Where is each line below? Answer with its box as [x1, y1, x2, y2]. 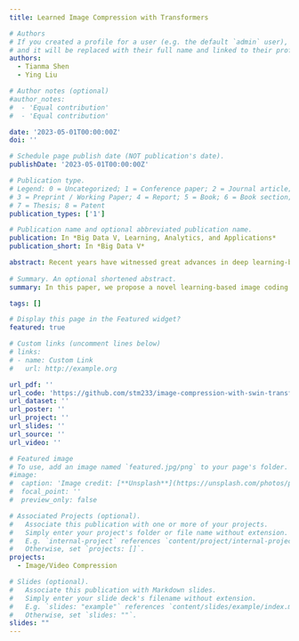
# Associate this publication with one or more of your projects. [9, 520, 269, 529]
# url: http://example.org [9, 364, 117, 373]
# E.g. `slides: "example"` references [9, 602, 166, 611]
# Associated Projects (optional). [9, 511, 141, 521]
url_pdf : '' [9, 380, 53, 389]
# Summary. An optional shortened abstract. [9, 274, 177, 283]
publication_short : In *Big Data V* [9, 242, 145, 251]
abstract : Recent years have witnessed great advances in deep [9, 258, 249, 267]
